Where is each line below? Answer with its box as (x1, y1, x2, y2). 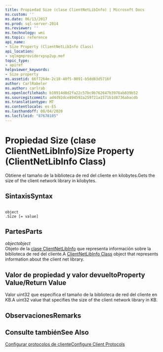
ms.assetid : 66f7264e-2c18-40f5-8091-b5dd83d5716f (5, 76, 112, 81)
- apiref (5, 63, 23, 68)
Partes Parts (5, 227, 43, 236)
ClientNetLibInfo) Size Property (5, 145, 134, 156)
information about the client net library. (5, 256, 84, 262)
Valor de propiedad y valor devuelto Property (5, 271, 145, 279)
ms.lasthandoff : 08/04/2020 (5, 109, 63, 114)
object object (5, 240, 31, 246)
